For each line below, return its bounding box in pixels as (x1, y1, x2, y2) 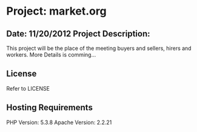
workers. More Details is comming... (6, 51, 96, 58)
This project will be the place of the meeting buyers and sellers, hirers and (6, 44, 192, 52)
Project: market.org (6, 4, 107, 18)
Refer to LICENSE (6, 85, 50, 92)
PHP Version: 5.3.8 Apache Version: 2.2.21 (6, 119, 112, 126)
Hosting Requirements (6, 102, 93, 113)
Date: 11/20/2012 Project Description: (6, 29, 150, 39)
